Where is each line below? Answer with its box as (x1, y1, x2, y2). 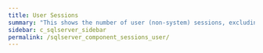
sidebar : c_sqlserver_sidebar (8, 26, 107, 34)
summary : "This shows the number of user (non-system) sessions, (8, 19, 225, 26)
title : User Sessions (8, 11, 79, 19)
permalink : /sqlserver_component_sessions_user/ (8, 33, 170, 41)
